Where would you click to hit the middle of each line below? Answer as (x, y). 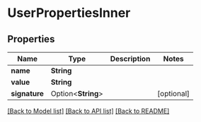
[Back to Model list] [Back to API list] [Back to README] (88, 111)
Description (130, 59)
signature (28, 93)
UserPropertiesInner (69, 13)
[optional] (173, 93)
